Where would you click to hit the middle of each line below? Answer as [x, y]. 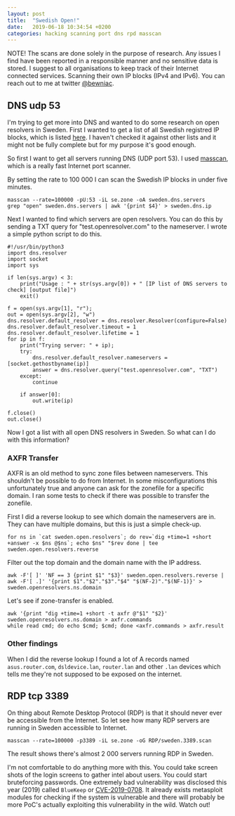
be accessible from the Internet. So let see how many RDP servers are [109, 720]
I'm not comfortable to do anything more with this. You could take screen [113, 767]
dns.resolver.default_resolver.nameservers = [100, 358]
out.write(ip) [53, 401]
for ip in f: [26, 339]
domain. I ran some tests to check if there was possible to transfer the [108, 496]
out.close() [25, 419]
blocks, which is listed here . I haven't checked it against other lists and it [112, 137]
